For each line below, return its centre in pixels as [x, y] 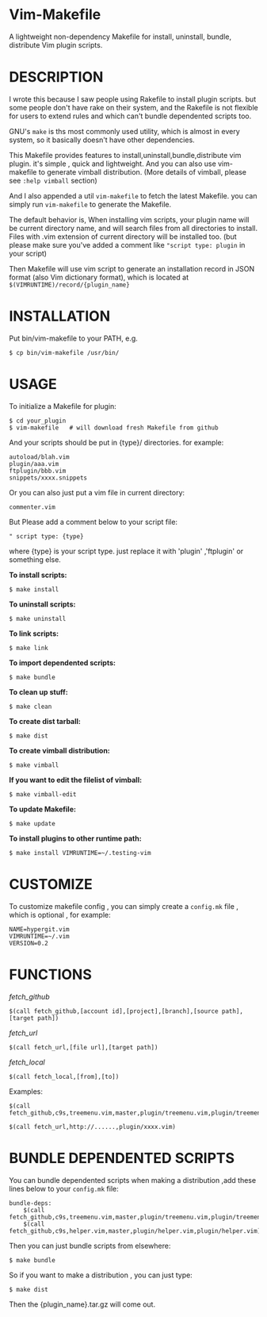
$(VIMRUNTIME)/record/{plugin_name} [69, 285]
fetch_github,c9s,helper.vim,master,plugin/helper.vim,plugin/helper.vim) [135, 1231]
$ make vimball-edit [43, 794]
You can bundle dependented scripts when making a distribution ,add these [133, 1180]
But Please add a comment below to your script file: [93, 522]
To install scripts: [38, 575]
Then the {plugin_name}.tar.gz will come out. [82, 1304]
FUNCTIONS [50, 974]
